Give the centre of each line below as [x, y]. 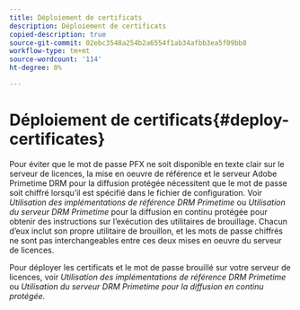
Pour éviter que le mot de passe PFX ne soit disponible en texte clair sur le [147, 164]
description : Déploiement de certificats [88, 26]
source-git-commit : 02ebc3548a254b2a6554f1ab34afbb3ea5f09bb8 [128, 43]
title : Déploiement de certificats [76, 18]
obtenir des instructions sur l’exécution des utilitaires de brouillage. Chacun [149, 221]
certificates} [57, 139]
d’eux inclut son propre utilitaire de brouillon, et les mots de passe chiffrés [146, 231]
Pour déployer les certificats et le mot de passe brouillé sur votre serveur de [150, 267]
